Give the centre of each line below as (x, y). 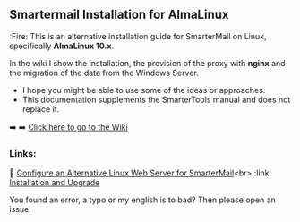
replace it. (41, 109)
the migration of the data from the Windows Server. (104, 73)
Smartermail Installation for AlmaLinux (120, 15)
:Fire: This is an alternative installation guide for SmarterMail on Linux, (138, 36)
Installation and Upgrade (55, 183)
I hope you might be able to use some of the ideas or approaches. (144, 90)
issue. (20, 209)
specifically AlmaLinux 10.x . (62, 46)
